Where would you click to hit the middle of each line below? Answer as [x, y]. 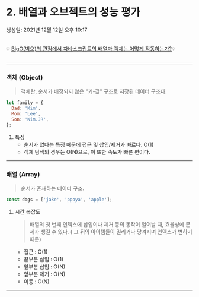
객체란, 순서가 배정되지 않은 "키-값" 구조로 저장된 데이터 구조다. [94, 91]
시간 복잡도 [28, 211]
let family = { [25, 103]
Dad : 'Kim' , [26, 108]
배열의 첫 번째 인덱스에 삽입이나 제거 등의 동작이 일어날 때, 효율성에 [107, 224]
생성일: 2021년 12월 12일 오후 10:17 [47, 30]
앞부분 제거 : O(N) [44, 274]
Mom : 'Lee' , [26, 113]
